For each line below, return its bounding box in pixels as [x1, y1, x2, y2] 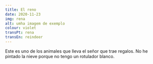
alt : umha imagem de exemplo [5, 21, 65, 26]
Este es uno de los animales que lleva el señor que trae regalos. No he [5, 48, 148, 54]
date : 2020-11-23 [5, 12, 41, 17]
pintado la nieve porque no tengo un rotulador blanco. [5, 53, 115, 59]
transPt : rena [5, 30, 35, 35]
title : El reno [5, 7, 37, 12]
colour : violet [5, 26, 37, 31]
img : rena [5, 16, 26, 21]
